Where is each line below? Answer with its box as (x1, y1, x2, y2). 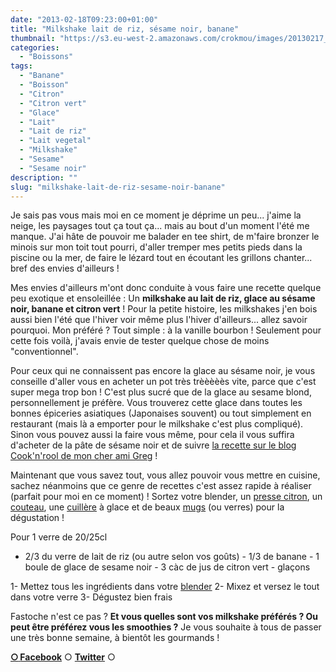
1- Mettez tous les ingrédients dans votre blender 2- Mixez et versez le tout (10, 581, 320, 593)
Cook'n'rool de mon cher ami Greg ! (10, 450, 158, 462)
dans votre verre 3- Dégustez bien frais (10, 591, 173, 603)
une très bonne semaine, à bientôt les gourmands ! (10, 632, 220, 644)
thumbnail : (10, 33, 56, 43)
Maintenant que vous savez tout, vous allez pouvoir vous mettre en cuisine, (10, 469, 321, 481)
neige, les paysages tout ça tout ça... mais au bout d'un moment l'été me (10, 220, 310, 232)
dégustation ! (10, 512, 65, 524)
